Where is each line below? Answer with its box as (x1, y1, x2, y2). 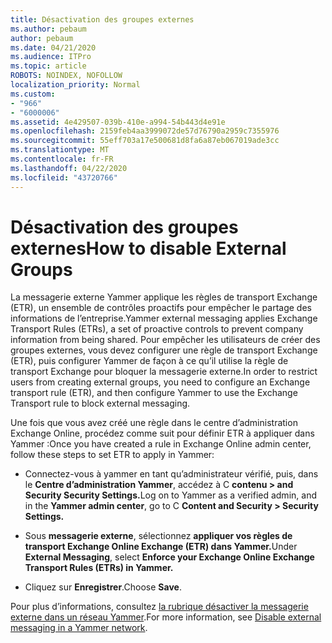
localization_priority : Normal (10, 80, 141, 90)
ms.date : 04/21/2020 (10, 42, 97, 53)
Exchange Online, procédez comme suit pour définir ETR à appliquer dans (10, 427, 315, 440)
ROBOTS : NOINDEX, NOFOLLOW (10, 71, 123, 81)
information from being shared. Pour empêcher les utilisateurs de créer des (10, 334, 321, 346)
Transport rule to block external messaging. (10, 397, 191, 410)
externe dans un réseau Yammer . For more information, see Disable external (10, 611, 322, 623)
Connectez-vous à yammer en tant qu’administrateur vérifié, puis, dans (24, 468, 319, 480)
